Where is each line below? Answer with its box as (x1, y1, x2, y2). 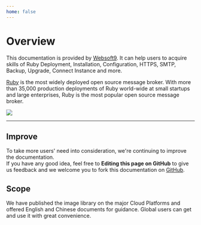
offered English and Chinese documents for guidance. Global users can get (6, 206, 192, 213)
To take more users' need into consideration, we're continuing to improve (6, 147, 187, 155)
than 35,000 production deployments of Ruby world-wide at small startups (6, 85, 190, 92)
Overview (6, 34, 56, 48)
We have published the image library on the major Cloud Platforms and (6, 199, 181, 206)
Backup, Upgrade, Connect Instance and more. (6, 67, 123, 74)
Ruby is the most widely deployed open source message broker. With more (6, 78, 191, 85)
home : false (6, 8, 36, 15)
